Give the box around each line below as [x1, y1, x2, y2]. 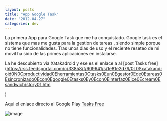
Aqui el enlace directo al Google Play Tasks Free [5, 101, 104, 107]
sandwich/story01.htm [5, 82, 51, 88]
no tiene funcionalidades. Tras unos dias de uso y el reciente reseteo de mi [5, 45, 160, 51]
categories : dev [5, 21, 39, 26]
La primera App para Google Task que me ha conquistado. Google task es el [5, 35, 162, 41]
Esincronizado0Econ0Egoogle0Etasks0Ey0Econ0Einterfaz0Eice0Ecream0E [5, 76, 161, 82]
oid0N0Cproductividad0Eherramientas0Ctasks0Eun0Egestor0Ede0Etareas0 [5, 71, 162, 77]
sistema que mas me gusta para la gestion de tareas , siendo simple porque [5, 40, 161, 46]
